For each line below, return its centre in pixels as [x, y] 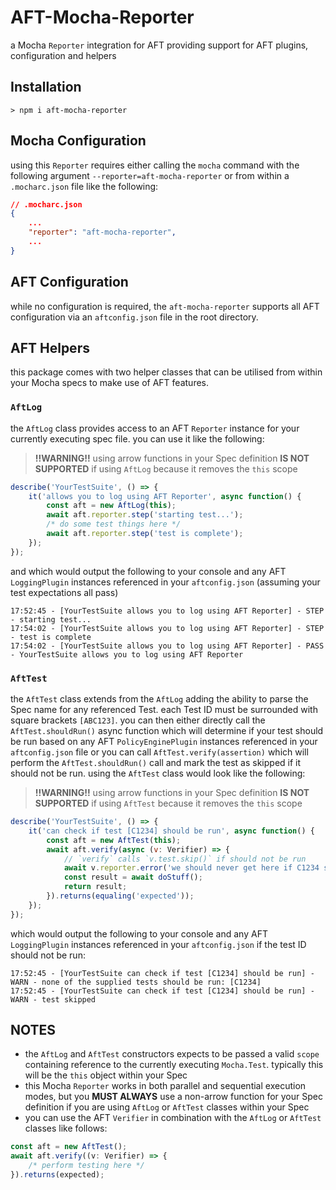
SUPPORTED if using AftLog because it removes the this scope [166, 468]
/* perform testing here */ [86, 1166]
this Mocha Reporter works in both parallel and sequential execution [165, 1086]
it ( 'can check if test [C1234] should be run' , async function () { [171, 831]
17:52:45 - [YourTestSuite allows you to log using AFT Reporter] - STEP [167, 611]
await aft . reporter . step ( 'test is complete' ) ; [145, 534]
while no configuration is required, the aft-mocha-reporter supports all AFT [165, 306]
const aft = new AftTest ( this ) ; [114, 840]
